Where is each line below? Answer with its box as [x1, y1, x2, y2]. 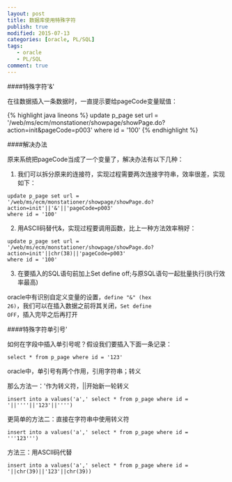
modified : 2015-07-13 [7, 29, 70, 37]
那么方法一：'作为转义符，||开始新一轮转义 [7, 382, 130, 390]
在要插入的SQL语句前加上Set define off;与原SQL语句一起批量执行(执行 [17, 269, 219, 278]
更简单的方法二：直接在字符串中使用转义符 [7, 414, 130, 423]
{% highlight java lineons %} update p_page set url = [7, 111, 159, 119]
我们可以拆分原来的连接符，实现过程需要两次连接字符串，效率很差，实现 [17, 170, 225, 178]
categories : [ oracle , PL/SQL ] [7, 36, 95, 43]
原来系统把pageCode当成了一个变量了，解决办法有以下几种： [7, 155, 184, 163]
